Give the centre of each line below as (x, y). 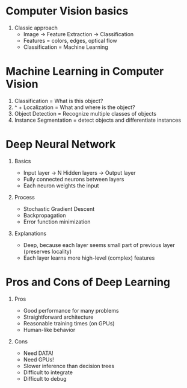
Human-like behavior (49, 330)
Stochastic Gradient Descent (59, 208)
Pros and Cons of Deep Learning (88, 282)
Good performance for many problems (71, 310)
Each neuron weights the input (61, 186)
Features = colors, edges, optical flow (70, 40)
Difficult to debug (45, 378)
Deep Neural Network (61, 144)
